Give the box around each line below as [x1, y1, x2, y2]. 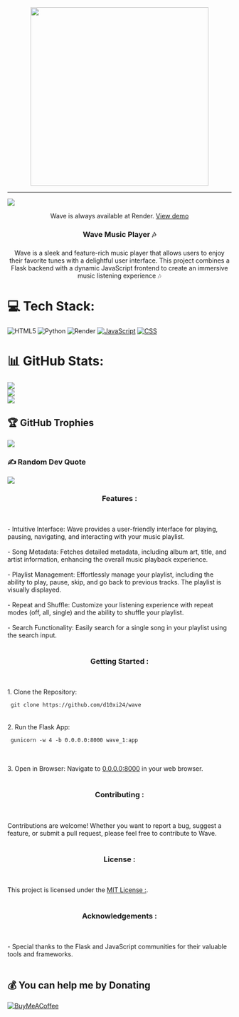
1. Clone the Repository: [7, 688, 77, 697]
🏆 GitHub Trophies [7, 417, 95, 429]
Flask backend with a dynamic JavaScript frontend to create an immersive [10, 263, 228, 272]
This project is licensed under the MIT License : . [7, 886, 149, 894]
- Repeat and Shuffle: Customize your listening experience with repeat [7, 601, 213, 609]
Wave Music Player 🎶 [83, 229, 156, 239]
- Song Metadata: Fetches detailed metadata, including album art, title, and [7, 547, 227, 556]
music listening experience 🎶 [77, 271, 162, 280]
